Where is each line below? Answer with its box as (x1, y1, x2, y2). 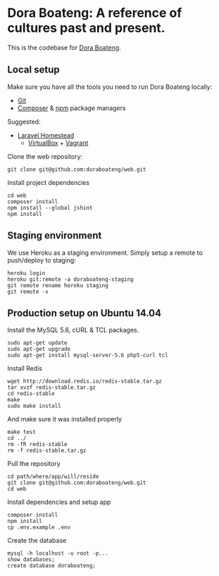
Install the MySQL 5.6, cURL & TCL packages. (7, 326, 139, 335)
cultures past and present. (7, 20, 165, 36)
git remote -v (7, 288, 49, 295)
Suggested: (7, 117, 41, 126)
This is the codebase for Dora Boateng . (7, 43, 121, 52)
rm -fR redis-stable (7, 441, 68, 448)
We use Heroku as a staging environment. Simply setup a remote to (7, 248, 203, 257)
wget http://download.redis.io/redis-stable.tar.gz (7, 378, 162, 385)
